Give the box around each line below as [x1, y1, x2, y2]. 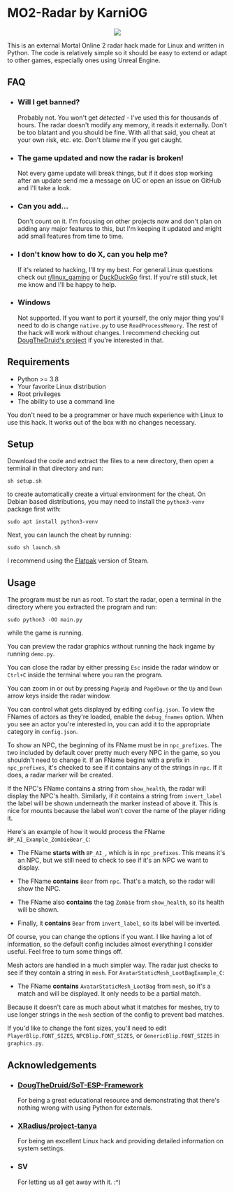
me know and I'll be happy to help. [17, 280, 117, 288]
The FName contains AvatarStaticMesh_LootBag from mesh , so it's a [17, 982, 211, 991]
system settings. [17, 1144, 65, 1152]
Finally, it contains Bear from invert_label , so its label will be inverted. [17, 919, 221, 928]
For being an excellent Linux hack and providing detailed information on [17, 1137, 224, 1145]
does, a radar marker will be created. [7, 771, 114, 779]
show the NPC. [17, 884, 61, 893]
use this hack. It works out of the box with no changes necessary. [7, 418, 197, 426]
